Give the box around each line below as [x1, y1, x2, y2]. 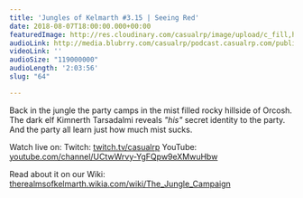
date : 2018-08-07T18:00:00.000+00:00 [9, 22, 151, 31]
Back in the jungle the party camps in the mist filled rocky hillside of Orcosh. [9, 105, 293, 116]
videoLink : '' [9, 47, 63, 56]
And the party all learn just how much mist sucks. [9, 124, 193, 135]
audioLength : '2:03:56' [9, 64, 99, 73]
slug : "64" [9, 72, 50, 81]
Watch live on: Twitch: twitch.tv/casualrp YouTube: [9, 141, 197, 152]
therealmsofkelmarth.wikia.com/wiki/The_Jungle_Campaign [9, 178, 232, 189]
